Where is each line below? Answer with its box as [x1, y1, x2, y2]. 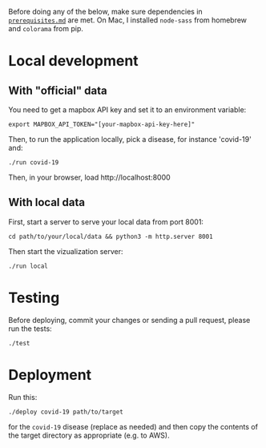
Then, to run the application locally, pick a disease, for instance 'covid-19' [8, 135, 252, 143]
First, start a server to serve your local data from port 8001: [8, 216, 204, 227]
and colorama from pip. [8, 24, 84, 33]
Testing [8, 289, 60, 307]
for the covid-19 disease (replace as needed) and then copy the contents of [8, 422, 259, 431]
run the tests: [8, 324, 52, 333]
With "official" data [8, 83, 107, 97]
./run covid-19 [8, 159, 59, 167]
